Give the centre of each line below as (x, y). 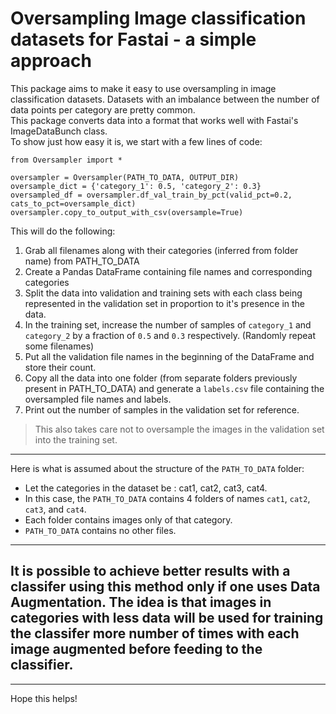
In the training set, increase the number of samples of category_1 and (168, 324)
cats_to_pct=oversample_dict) (73, 203)
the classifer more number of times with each (155, 633)
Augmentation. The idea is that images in (141, 602)
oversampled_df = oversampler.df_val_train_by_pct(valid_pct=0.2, (151, 195)
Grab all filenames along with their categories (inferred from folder (161, 250)
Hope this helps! (44, 698)
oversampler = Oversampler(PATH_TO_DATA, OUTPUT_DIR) (125, 177)
